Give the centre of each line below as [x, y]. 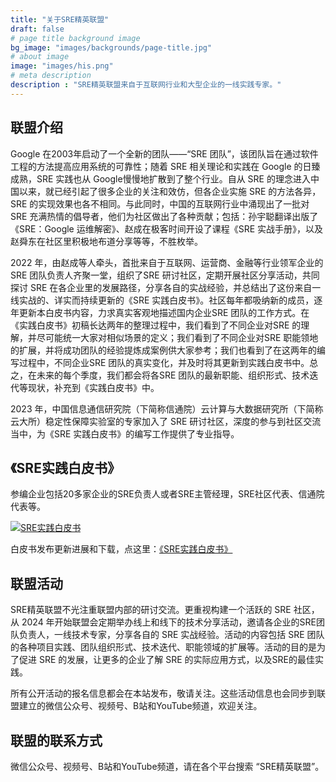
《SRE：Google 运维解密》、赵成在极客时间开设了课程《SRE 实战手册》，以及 [167, 228]
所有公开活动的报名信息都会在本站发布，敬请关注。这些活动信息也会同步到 [163, 693]
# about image [40, 57]
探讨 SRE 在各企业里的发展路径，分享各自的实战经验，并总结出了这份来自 [161, 287]
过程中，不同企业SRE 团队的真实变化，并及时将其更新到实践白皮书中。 [164, 362]
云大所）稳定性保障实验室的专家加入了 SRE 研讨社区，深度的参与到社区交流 [166, 421]
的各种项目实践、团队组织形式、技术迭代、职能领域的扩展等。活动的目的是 [163, 647]
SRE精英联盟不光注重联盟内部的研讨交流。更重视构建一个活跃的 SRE [151, 610]
